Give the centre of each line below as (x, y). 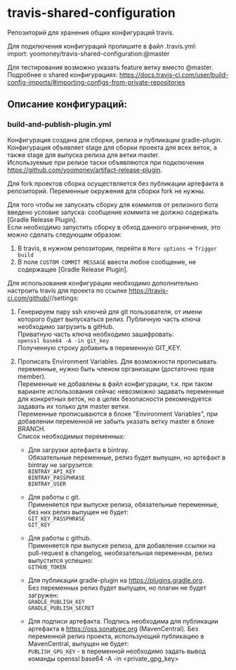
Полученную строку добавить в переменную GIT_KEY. (100, 347)
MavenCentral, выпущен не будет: (78, 643)
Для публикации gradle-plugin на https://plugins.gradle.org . (116, 580)
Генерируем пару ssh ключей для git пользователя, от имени (110, 311)
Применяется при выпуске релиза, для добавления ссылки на (122, 545)
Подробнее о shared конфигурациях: (63, 75)
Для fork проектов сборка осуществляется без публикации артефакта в (116, 183)
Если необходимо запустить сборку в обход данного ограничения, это (114, 227)
